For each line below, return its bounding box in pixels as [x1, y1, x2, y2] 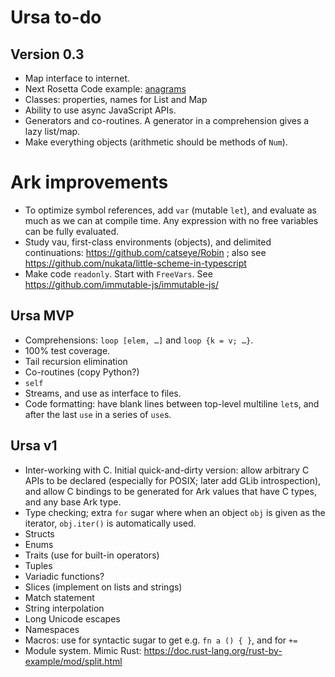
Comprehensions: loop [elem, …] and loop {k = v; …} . [24, 334, 254, 346]
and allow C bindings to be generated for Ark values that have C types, [24, 485, 317, 497]
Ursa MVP [10, 307, 75, 325]
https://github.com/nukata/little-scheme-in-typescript [24, 257, 247, 269]
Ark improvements [10, 171, 169, 194]
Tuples [24, 559, 53, 571]
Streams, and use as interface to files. [24, 387, 182, 399]
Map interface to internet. [24, 72, 131, 84]
